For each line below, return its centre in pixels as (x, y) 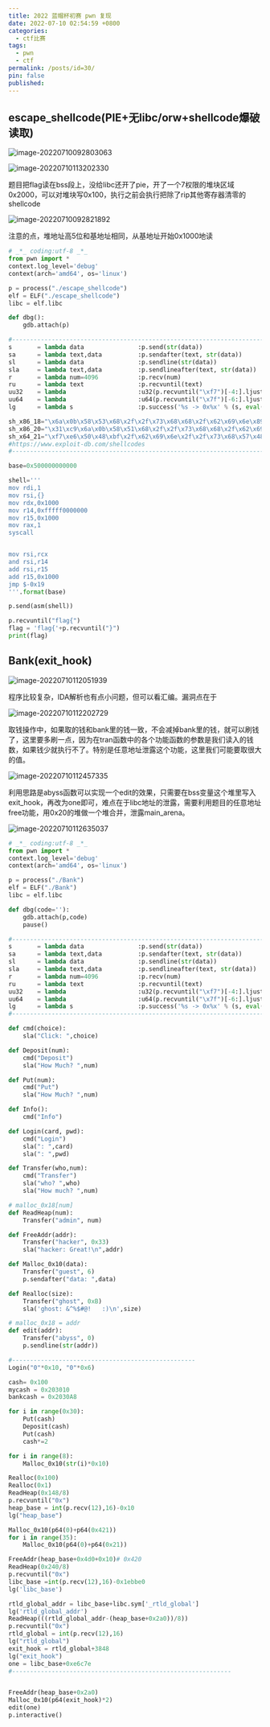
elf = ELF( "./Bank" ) (43, 888)
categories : (28, 31)
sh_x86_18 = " (28, 421)
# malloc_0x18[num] (41, 1205)
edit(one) (25, 1708)
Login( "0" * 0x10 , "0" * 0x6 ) (51, 1367)
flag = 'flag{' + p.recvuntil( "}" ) (64, 628)
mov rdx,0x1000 (34, 503)
